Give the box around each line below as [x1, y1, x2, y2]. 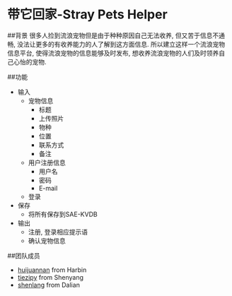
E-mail [38, 184, 58, 192]
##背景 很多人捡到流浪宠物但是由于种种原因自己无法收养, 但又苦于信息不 [7, 31, 219, 40]
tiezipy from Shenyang [17, 273, 83, 281]
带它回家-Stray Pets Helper [7, 6, 168, 23]
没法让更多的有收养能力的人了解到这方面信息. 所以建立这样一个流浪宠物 [16, 40, 225, 48]
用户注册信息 [28, 158, 66, 167]
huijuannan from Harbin [17, 266, 87, 274]
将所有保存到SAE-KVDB [28, 210, 98, 218]
